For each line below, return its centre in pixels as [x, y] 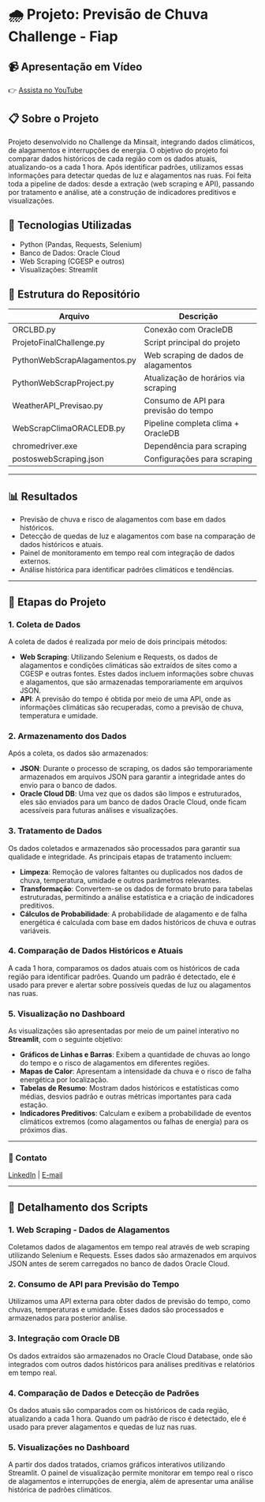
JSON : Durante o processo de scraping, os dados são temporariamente [136, 769]
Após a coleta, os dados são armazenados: [78, 753]
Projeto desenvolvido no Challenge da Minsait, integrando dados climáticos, [131, 141]
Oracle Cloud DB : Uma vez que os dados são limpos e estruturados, [131, 794]
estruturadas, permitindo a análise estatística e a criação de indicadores [137, 897]
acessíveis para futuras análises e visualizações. [99, 811]
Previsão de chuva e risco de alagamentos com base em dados [123, 519]
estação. [34, 1105]
